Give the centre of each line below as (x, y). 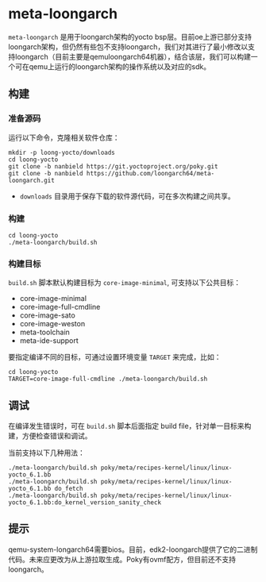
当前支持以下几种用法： (46, 453)
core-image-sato (47, 315)
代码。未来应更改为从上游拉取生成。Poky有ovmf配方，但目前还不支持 (122, 559)
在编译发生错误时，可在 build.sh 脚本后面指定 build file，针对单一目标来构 (130, 426)
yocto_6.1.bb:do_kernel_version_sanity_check (85, 503)
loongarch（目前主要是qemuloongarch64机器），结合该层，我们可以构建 (133, 56)
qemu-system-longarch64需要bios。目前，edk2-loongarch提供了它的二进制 (133, 549)
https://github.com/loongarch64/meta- (150, 173)
